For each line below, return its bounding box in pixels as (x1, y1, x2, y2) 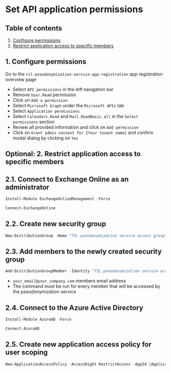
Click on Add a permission (12, 97, 68, 103)
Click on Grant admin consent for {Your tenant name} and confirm (12, 129, 154, 135)
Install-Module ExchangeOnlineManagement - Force (5, 196, 110, 202)
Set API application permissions (5, 4, 144, 15)
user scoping (5, 348, 48, 357)
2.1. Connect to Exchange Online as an (5, 175, 129, 184)
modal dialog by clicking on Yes (12, 135, 79, 141)
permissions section (12, 119, 55, 125)
